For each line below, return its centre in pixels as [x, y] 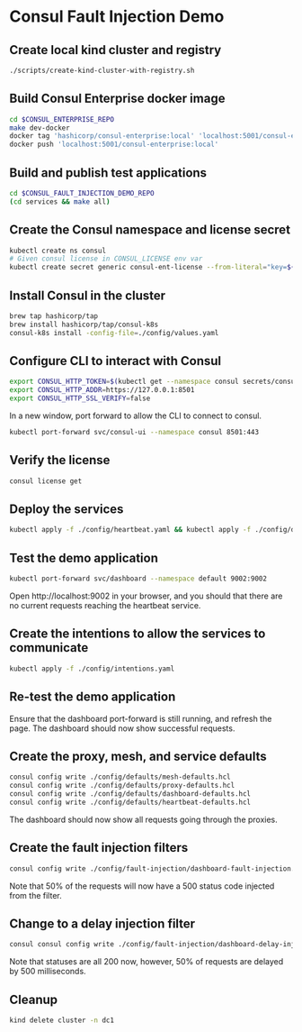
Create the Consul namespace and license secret [150, 230]
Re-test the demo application [93, 697]
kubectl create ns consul [58, 251]
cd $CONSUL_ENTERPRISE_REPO [62, 119]
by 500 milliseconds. [48, 972]
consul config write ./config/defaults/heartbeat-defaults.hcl [130, 802]
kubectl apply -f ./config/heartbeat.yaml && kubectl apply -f [130, 530]
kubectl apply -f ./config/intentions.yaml [92, 669]
